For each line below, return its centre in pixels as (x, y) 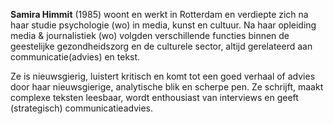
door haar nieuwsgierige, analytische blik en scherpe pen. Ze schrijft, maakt (167, 87)
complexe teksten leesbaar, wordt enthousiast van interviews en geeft (154, 97)
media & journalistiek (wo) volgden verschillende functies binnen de (150, 35)
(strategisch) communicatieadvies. (81, 108)
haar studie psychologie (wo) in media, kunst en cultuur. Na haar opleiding (163, 25)
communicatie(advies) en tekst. (75, 57)
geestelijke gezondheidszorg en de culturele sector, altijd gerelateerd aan (161, 46)
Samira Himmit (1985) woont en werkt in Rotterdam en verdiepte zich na (159, 14)
